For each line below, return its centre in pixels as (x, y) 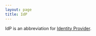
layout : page (18, 10)
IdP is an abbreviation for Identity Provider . (48, 28)
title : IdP (16, 14)
